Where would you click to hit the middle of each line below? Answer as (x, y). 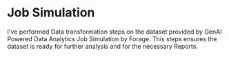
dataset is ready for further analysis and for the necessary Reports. (103, 46)
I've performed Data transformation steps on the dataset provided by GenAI (114, 32)
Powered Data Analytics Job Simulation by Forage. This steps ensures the (112, 38)
